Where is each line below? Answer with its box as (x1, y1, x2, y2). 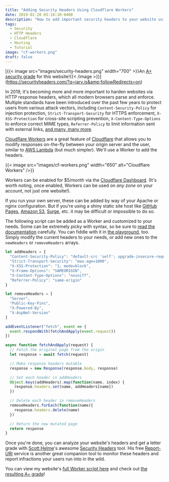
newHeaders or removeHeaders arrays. (5, 239, 79, 246)
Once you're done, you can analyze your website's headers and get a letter (5, 440, 161, 446)
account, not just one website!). (5, 188, 71, 194)
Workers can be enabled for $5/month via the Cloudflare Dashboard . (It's (5, 177, 157, 183)
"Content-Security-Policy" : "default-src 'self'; (10, 254, 116, 259)
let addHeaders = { (5, 250, 46, 255)
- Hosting (10, 40, 30, 45)
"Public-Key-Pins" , (10, 301, 51, 306)
